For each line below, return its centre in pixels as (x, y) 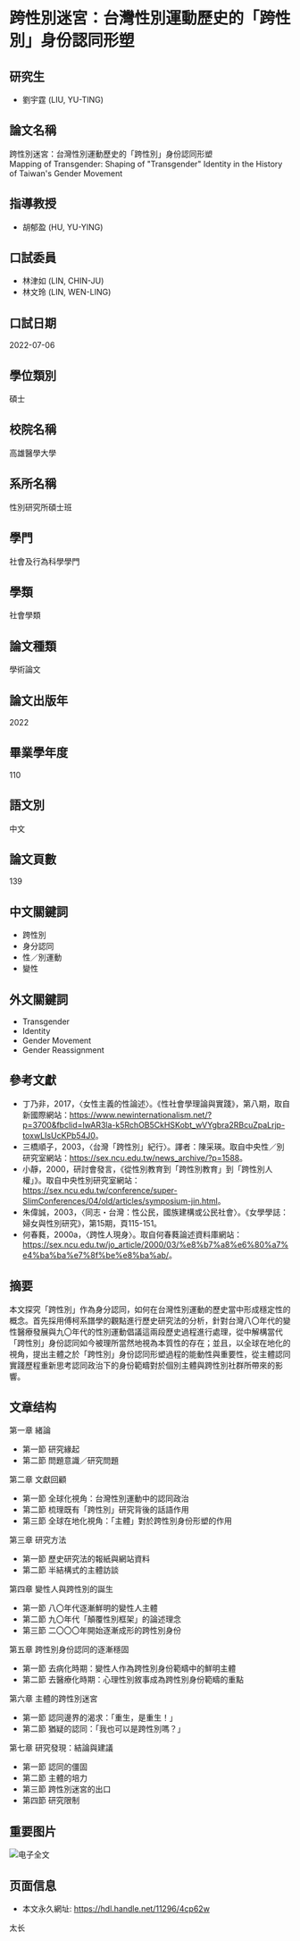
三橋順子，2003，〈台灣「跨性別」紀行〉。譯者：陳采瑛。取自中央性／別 (153, 1147)
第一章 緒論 (30, 1430)
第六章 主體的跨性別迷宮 (54, 1699)
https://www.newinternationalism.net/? (141, 1115)
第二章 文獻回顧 (38, 1479)
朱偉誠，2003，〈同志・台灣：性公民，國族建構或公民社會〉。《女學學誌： (155, 1212)
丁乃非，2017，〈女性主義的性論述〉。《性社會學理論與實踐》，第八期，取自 (156, 1103)
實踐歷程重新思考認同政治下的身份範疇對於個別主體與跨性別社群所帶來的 (142, 1365)
